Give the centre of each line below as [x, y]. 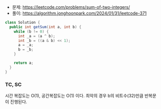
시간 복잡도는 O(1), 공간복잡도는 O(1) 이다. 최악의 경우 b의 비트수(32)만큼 [74, 95]
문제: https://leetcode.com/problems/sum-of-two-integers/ [71, 7]
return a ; [24, 63]
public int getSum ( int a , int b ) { [45, 27]
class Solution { [23, 22]
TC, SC [13, 84]
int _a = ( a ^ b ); [36, 36]
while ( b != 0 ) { [31, 31]
